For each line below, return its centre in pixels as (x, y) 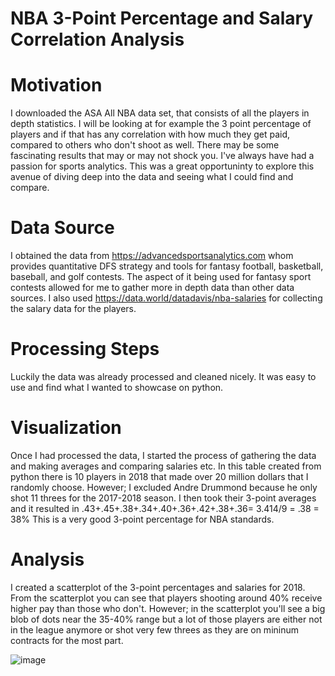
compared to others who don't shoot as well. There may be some (145, 145)
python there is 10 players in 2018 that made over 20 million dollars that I (159, 476)
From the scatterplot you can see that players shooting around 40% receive (166, 598)
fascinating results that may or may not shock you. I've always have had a (162, 156)
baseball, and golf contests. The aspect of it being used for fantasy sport (161, 277)
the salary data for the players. (73, 309)
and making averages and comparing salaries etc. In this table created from (166, 466)
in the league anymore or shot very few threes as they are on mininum (154, 629)
